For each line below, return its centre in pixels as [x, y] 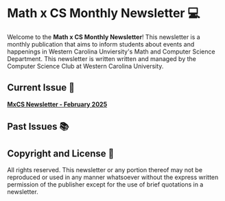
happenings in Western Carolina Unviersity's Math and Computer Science [111, 51]
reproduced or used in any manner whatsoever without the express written [113, 177]
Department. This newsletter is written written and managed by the [102, 58]
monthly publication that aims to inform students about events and [101, 44]
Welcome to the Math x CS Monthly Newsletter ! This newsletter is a [104, 37]
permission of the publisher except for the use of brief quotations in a [105, 184]
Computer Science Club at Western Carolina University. [85, 66]
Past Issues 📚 [38, 127]
